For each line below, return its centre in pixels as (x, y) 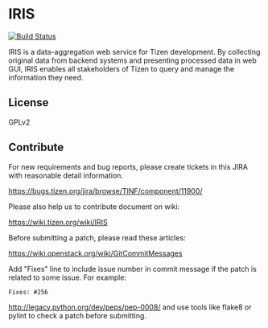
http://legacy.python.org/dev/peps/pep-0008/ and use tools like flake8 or (130, 307)
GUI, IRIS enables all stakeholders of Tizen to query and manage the (122, 68)
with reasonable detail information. (66, 175)
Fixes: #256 (28, 292)
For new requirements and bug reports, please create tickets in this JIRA (128, 166)
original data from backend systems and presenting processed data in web (133, 60)
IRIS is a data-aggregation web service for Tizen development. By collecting (134, 51)
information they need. (46, 77)
